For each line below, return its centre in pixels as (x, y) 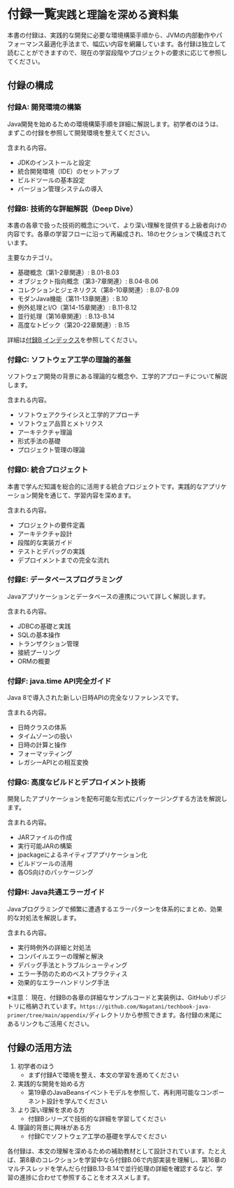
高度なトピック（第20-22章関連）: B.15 (74, 325)
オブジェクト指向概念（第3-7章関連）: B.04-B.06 (88, 281)
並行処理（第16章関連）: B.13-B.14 (66, 316)
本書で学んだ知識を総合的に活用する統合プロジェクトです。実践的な (105, 486)
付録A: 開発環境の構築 (44, 107)
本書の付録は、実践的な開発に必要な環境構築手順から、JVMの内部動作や (112, 35)
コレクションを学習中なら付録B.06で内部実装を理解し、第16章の (134, 1159)
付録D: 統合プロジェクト (48, 470)
